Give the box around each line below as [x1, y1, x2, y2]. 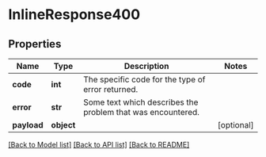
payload [12, 120, 44, 130]
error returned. [82, 84, 139, 94]
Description [123, 61, 169, 71]
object [51, 120, 76, 130]
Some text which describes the [82, 97, 199, 108]
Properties [8, 37, 62, 51]
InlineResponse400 [8, 6, 141, 24]
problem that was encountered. [82, 107, 200, 117]
